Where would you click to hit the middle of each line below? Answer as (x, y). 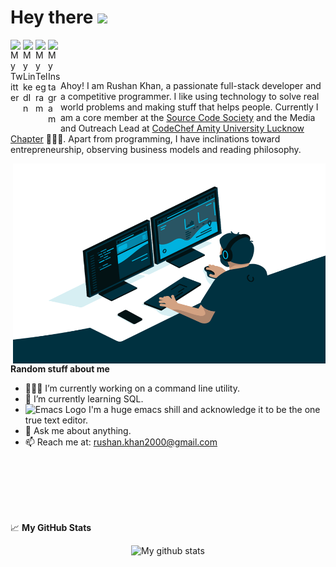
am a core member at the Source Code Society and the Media (188, 117)
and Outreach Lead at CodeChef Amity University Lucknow (182, 128)
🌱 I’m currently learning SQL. (84, 398)
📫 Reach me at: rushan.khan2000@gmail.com (121, 442)
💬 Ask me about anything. (78, 430)
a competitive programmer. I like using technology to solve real (190, 96)
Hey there (52, 17)
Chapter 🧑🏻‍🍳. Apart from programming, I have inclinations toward (145, 138)
